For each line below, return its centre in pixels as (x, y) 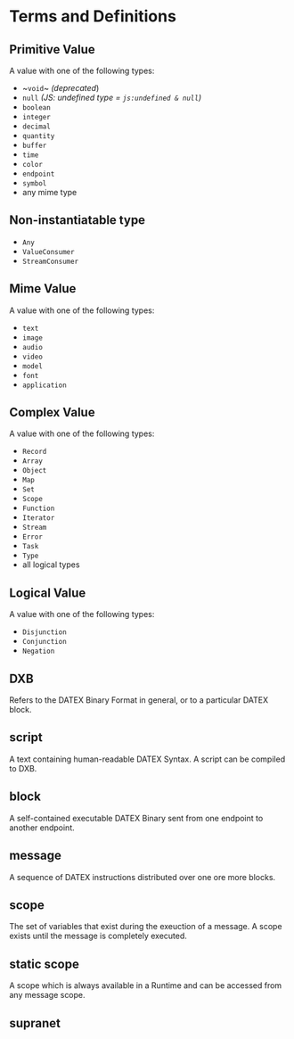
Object (34, 471)
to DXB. (23, 768)
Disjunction (44, 632)
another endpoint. (42, 828)
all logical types (51, 565)
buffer (34, 145)
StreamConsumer (50, 261)
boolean (36, 108)
